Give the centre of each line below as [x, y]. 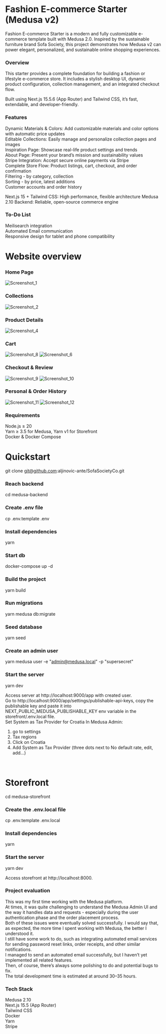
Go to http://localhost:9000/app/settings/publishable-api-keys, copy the [79, 700]
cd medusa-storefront [28, 796]
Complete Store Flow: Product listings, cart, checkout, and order [71, 166]
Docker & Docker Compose [33, 437]
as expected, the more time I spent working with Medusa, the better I [76, 928]
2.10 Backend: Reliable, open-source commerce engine [62, 202]
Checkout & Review [29, 368]
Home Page [19, 272]
